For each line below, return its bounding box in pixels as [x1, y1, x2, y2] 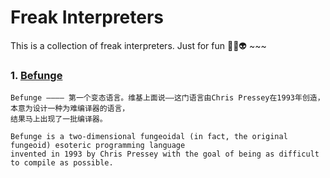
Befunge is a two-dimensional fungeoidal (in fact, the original [10, 132, 288, 142]
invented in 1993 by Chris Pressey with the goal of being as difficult [10, 149, 320, 160]
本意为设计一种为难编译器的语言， [10, 104, 130, 114]
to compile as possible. [10, 158, 114, 168]
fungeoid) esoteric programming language [10, 141, 186, 151]
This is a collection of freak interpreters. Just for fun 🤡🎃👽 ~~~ [10, 39, 267, 51]
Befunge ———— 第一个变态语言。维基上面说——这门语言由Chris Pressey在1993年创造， [10, 93, 325, 103]
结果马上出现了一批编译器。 [10, 114, 108, 125]
